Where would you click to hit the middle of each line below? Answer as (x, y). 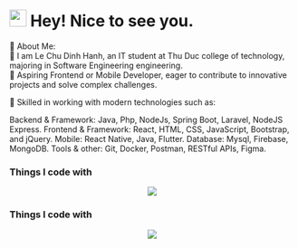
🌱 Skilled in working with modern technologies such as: (112, 102)
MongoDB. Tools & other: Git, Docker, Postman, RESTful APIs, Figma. (138, 148)
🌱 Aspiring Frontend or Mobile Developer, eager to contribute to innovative (148, 75)
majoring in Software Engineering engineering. (96, 65)
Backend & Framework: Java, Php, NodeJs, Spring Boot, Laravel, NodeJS (146, 119)
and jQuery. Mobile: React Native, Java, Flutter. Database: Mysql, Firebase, (149, 138)
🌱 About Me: (33, 46)
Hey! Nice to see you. (112, 21)
